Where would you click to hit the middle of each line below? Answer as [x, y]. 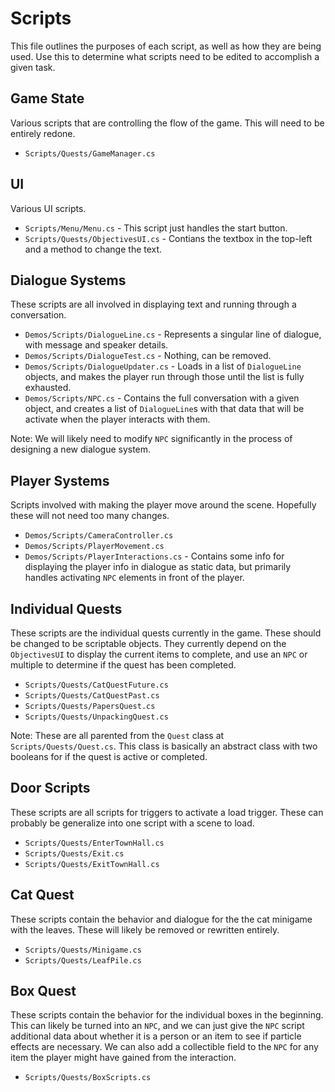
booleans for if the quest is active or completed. [109, 756]
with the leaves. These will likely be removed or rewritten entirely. [145, 929]
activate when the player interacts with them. [117, 419]
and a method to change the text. [93, 249]
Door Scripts [50, 788]
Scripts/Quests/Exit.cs [74, 853]
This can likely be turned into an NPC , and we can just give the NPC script [157, 1026]
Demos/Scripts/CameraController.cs [99, 536]
